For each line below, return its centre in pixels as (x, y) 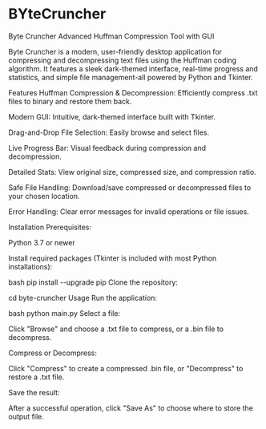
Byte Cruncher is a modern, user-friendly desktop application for (115, 51)
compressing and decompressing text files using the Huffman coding (123, 60)
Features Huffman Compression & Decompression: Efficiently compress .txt (133, 92)
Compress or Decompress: (53, 353)
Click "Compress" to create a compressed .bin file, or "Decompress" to (126, 368)
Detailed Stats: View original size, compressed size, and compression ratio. (132, 172)
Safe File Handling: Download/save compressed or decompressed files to (130, 187)
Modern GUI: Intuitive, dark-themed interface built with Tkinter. (112, 116)
